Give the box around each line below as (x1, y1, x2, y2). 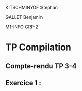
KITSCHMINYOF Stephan (5, 5, 58, 10)
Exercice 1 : (5, 78, 42, 87)
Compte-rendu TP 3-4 (5, 62, 77, 70)
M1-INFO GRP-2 (5, 24, 39, 30)
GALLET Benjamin (5, 14, 43, 20)
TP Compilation (5, 41, 72, 53)
